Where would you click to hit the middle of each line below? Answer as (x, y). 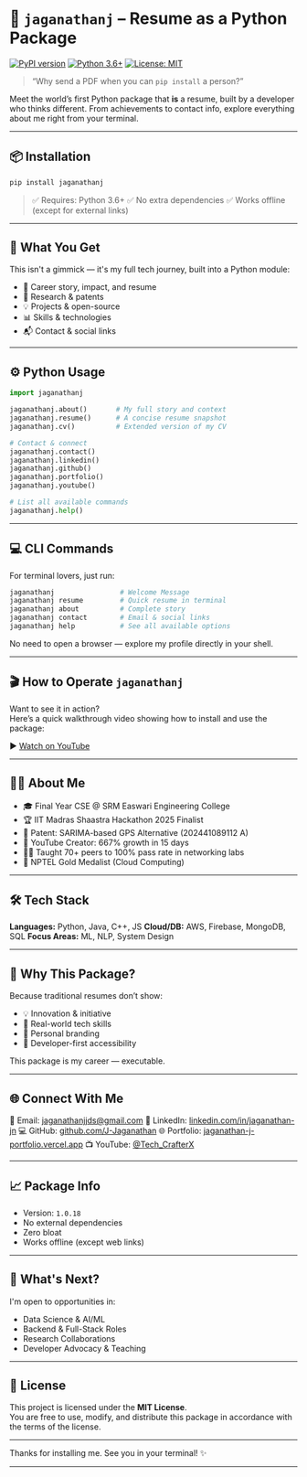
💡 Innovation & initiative (67, 1013)
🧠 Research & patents (63, 297)
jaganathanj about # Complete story (97, 609)
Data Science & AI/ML (64, 1319)
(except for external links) (80, 210)
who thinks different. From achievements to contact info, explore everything (152, 108)
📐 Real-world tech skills (67, 1024)
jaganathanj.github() (51, 469)
